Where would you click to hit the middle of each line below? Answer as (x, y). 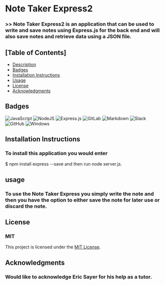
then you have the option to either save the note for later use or (82, 200)
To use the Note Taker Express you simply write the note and (80, 194)
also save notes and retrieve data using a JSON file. (68, 37)
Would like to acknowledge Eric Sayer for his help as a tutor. (79, 277)
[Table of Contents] (36, 53)
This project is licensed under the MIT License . (53, 247)
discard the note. (26, 206)
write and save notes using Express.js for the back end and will (82, 30)
